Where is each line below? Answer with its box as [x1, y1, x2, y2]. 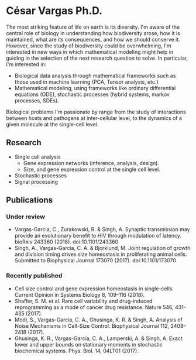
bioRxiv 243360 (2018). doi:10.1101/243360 [14, 238, 119, 245]
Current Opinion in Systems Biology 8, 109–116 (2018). [14, 291, 145, 298]
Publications [6, 195, 53, 205]
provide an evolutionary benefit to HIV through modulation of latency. [14, 232, 182, 239]
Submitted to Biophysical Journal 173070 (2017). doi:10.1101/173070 [14, 257, 177, 264]
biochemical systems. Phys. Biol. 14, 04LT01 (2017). [14, 347, 139, 354]
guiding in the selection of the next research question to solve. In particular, [6, 54, 188, 61]
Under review [6, 212, 46, 221]
